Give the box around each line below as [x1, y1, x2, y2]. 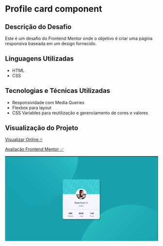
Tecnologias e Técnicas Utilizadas [5, 87, 111, 95]
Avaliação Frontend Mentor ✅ [5, 146, 64, 152]
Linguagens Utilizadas [5, 55, 74, 63]
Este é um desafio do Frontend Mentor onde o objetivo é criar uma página [5, 35, 153, 41]
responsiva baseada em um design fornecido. [5, 41, 97, 46]
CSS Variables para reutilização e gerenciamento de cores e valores [12, 110, 148, 116]
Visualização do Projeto [5, 124, 79, 132]
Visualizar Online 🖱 [5, 137, 43, 142]
